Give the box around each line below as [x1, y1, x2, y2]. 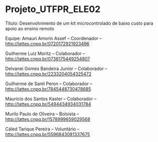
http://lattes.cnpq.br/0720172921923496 [5, 40, 90, 46]
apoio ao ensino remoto [5, 25, 54, 31]
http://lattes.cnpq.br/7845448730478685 [5, 86, 92, 92]
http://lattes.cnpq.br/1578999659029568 [5, 116, 91, 122]
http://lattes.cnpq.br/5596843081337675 [5, 131, 91, 137]
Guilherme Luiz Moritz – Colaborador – [5, 50, 86, 56]
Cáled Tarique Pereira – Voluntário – [5, 126, 80, 132]
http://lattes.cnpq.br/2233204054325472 [5, 70, 92, 77]
